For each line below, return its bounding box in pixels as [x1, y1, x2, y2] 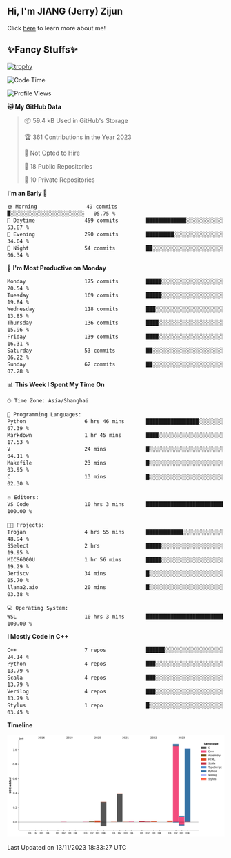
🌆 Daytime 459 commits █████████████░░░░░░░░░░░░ [7, 217, 224, 224]
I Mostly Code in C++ [7, 632, 69, 640]
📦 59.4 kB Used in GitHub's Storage [23, 116, 129, 124]
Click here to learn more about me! [7, 24, 106, 32]
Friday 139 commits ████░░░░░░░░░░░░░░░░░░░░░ [7, 333, 224, 340]
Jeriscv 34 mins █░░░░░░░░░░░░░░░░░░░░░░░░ [7, 570, 224, 577]
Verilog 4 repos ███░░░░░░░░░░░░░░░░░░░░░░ [7, 688, 224, 695]
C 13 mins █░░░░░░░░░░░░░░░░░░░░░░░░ [7, 473, 224, 480]
